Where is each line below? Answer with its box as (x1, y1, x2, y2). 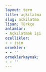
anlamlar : (5, 26, 26, 31)
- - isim (5, 41, 23, 46)
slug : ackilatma (5, 17, 39, 22)
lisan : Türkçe (5, 21, 35, 27)
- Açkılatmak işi (5, 31, 41, 36)
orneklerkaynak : (5, 54, 39, 60)
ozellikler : (5, 36, 30, 41)
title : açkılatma (5, 12, 41, 17)
